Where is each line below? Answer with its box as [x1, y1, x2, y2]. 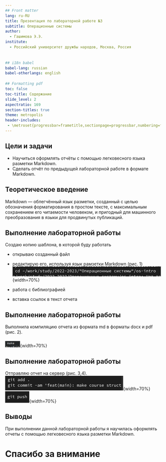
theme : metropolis [5, 113, 43, 117]
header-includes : [5, 118, 41, 123]
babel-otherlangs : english [5, 71, 61, 76]
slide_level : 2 [5, 97, 37, 102]
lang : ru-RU [5, 13, 30, 18]
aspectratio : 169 [5, 102, 41, 107]
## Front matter [5, 8, 39, 13]
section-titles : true [5, 107, 50, 113]
